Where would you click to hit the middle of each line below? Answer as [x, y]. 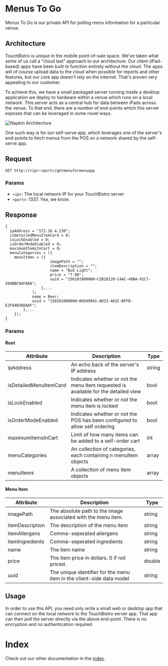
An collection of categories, [103, 449]
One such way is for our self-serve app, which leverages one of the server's [84, 133]
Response [21, 215]
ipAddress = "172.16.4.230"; [40, 231]
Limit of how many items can [104, 434]
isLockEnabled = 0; [30, 240]
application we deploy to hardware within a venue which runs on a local [79, 97]
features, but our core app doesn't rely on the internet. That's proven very [81, 77]
